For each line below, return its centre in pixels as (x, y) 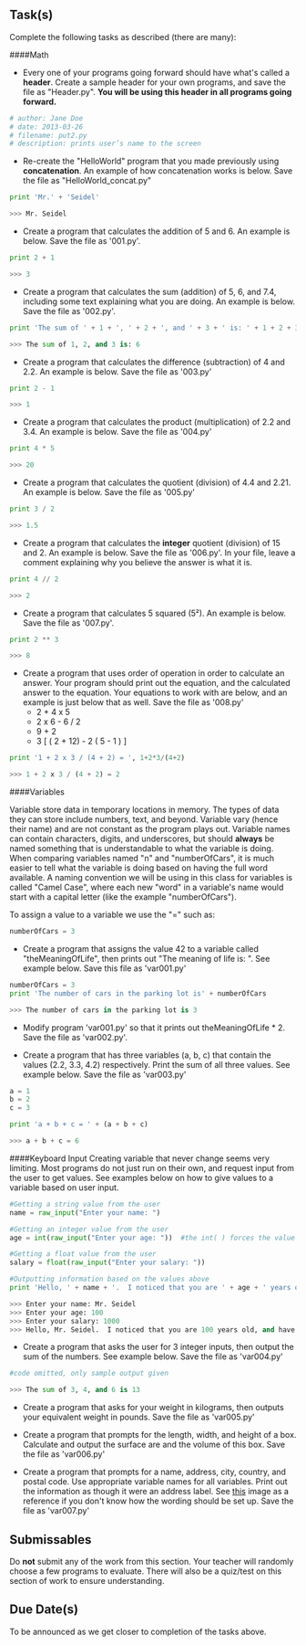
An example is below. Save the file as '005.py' (109, 492)
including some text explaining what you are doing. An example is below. (159, 301)
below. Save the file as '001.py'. (82, 241)
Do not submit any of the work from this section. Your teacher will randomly (152, 1562)
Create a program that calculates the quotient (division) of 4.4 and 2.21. (157, 482)
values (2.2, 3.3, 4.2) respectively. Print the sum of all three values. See (156, 1064)
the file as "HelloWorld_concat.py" (87, 181)
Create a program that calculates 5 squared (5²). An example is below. (154, 613)
